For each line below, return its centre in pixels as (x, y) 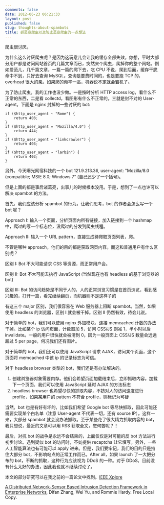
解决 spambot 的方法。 (28, 193)
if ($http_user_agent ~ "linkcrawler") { (48, 140)
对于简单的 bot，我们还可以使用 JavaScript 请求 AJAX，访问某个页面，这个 (81, 351)
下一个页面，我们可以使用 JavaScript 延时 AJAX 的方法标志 (72, 385)
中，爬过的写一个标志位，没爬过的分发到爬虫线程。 (56, 226)
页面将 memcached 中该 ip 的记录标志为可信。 (52, 358)
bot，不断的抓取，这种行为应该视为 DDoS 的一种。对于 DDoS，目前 (82, 460)
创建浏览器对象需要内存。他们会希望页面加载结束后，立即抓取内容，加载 (85, 378)
